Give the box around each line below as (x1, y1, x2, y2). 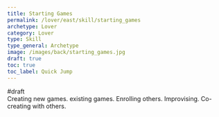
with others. (32, 102, 67, 110)
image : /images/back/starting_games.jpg (7, 49, 126, 56)
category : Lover (7, 29, 54, 37)
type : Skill (7, 36, 42, 43)
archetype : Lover (7, 23, 58, 30)
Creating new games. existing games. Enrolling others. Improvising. (7, 94, 200, 102)
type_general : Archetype (7, 42, 79, 49)
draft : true (7, 55, 42, 62)
